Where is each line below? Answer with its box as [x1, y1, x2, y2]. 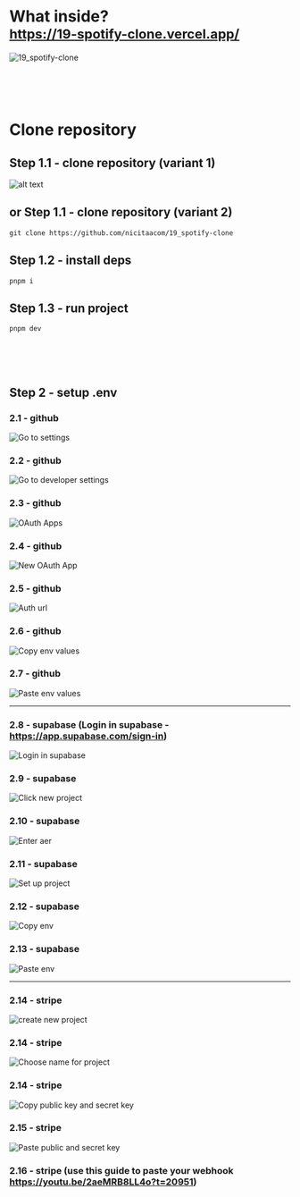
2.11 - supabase [9, 857, 78, 870]
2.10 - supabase [9, 815, 80, 828]
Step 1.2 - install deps [9, 253, 132, 268]
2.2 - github [9, 454, 62, 467]
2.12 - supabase [9, 900, 80, 913]
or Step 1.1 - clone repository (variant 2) [9, 205, 233, 220]
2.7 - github [9, 668, 61, 680]
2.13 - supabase [9, 943, 80, 956]
